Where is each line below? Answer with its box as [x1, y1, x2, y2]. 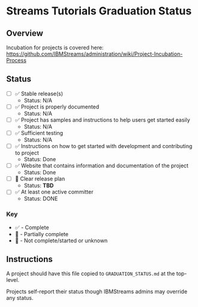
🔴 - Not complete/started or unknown [14, 237, 108, 244]
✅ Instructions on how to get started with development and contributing [14, 143, 193, 150]
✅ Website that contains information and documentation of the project [14, 162, 189, 169]
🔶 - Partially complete [14, 230, 69, 237]
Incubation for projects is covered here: [6, 44, 104, 51]
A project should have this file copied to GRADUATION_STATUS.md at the [6, 270, 175, 277]
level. [6, 276, 20, 284]
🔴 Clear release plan [14, 175, 65, 182]
